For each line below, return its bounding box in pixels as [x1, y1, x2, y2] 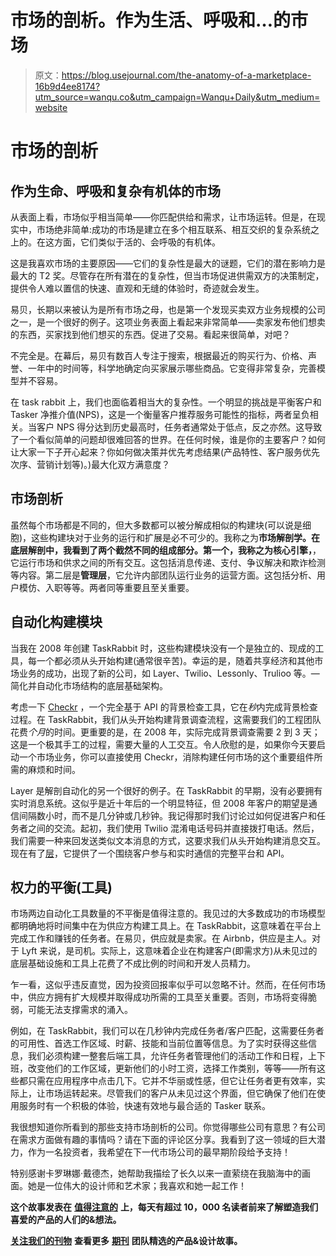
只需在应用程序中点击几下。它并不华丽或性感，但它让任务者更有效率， [27, 1075, 317, 1087]
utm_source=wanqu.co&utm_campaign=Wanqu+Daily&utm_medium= [34, 91, 321, 103]
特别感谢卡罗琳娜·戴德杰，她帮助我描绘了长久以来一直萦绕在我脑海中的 [10, 1167, 303, 1180]
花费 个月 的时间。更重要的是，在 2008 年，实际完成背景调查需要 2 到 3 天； [10, 726, 321, 738]
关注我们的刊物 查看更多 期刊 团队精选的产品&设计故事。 [10, 1235, 243, 1247]
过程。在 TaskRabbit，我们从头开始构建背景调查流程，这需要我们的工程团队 [10, 713, 322, 725]
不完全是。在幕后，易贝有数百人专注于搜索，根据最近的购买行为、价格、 [10, 349, 308, 361]
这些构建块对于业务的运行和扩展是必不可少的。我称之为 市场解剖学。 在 [31, 531, 321, 543]
